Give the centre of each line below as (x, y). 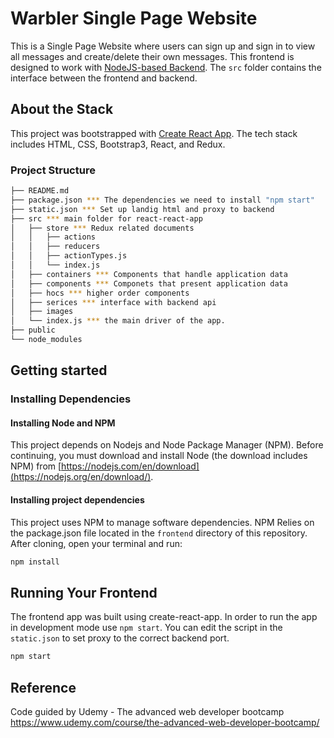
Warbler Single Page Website (134, 18)
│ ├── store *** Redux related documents (102, 228)
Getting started (59, 370)
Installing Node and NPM (63, 423)
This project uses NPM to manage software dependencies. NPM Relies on (162, 522)
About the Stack (62, 109)
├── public (33, 330)
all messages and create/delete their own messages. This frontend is (152, 56)
